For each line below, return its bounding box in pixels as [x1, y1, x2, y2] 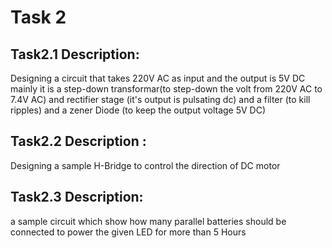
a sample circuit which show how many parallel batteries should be [10, 215, 287, 227]
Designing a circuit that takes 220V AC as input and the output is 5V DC [10, 72, 306, 84]
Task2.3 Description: [10, 189, 144, 206]
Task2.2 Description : [10, 133, 147, 150]
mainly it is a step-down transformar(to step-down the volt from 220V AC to [10, 83, 323, 95]
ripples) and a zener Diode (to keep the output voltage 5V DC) [10, 104, 267, 116]
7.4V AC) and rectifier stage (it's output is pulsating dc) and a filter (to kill [10, 94, 311, 105]
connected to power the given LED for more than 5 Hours [10, 226, 247, 238]
